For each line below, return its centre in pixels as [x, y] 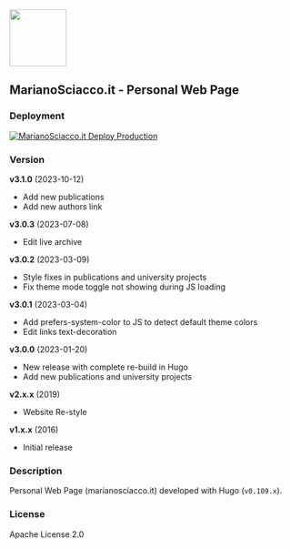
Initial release [47, 447]
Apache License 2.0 [47, 534]
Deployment [37, 116]
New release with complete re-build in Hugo [105, 367]
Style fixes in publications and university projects [115, 277]
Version [27, 159]
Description [36, 471]
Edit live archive [52, 241]
